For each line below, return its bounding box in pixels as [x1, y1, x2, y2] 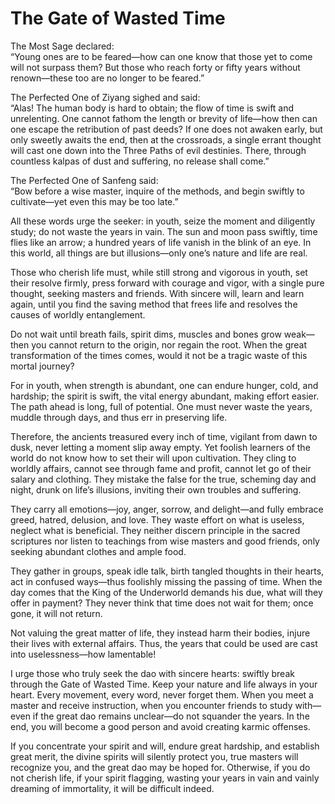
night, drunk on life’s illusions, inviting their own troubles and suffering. [10, 483, 302, 496]
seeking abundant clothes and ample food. [10, 545, 187, 557]
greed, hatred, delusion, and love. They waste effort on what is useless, [10, 513, 305, 526]
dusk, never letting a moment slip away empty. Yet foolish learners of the [10, 441, 311, 453]
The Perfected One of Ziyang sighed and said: [10, 91, 201, 103]
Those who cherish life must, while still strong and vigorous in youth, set [10, 266, 308, 278]
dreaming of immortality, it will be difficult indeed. [10, 782, 215, 794]
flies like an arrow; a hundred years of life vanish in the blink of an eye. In [10, 236, 312, 248]
